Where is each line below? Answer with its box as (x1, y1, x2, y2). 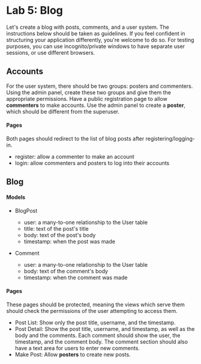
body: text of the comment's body (23, 267, 109, 275)
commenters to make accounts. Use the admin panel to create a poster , (6, 102, 186, 109)
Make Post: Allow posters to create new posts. (14, 351, 131, 358)
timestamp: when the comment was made (23, 274, 128, 281)
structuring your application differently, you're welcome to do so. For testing (6, 36, 194, 43)
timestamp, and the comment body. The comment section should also (14, 338, 188, 345)
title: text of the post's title (23, 225, 89, 232)
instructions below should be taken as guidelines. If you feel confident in (6, 29, 185, 37)
